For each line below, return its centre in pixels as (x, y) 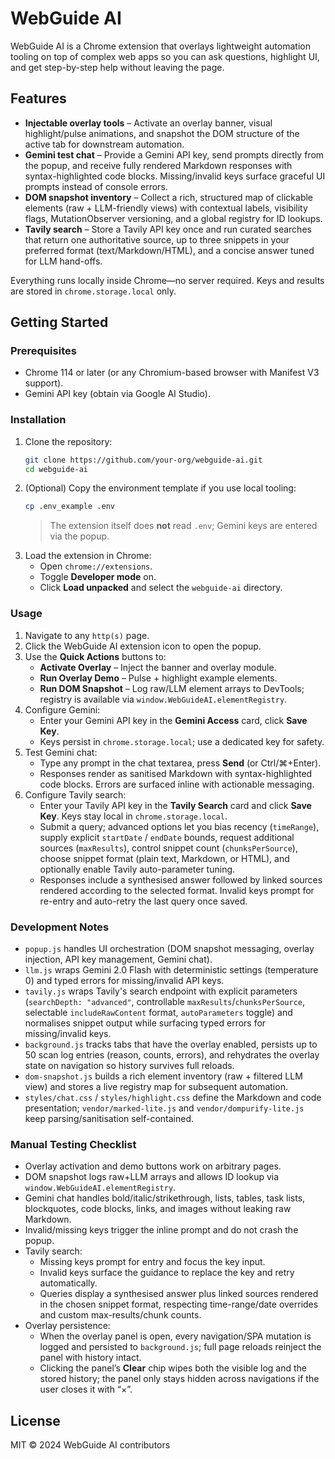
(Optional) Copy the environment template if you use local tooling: (160, 488)
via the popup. (79, 536)
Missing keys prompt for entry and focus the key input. (152, 1262)
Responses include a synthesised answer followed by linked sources (181, 879)
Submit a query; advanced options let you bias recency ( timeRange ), (179, 826)
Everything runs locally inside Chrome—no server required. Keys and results (167, 280)
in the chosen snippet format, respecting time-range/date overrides (179, 1304)
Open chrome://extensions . (96, 566)
